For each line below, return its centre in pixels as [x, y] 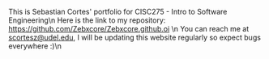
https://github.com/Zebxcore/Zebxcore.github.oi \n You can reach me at [129, 29]
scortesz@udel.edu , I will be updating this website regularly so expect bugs [135, 37]
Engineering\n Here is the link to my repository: [87, 20]
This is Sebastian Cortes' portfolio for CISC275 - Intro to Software [118, 12]
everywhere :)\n [35, 46]
